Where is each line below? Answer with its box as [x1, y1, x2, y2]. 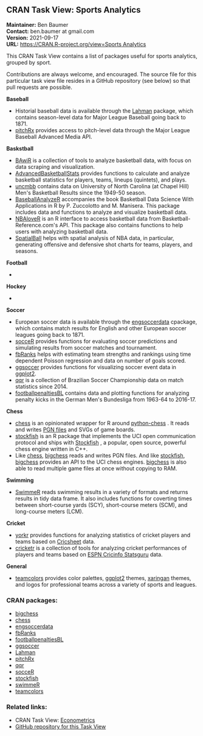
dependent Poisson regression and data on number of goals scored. [15, 356, 187, 364]
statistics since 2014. [15, 383, 68, 390]
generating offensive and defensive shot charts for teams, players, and [15, 241, 193, 248]
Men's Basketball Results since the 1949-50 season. [15, 189, 146, 196]
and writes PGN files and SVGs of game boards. [15, 426, 136, 433]
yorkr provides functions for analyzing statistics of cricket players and [15, 531, 191, 539]
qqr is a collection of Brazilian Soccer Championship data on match [15, 376, 184, 383]
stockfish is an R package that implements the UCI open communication [15, 432, 196, 439]
